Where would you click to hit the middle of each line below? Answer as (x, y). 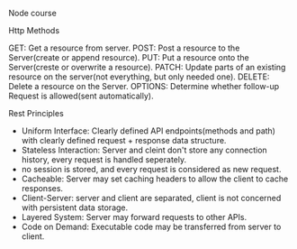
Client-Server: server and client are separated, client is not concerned (151, 198)
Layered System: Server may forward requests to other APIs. (134, 217)
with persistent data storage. (75, 207)
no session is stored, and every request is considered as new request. (151, 169)
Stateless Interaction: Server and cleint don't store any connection (144, 150)
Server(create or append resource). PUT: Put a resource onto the (129, 57)
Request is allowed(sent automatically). (81, 96)
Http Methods (34, 30)
